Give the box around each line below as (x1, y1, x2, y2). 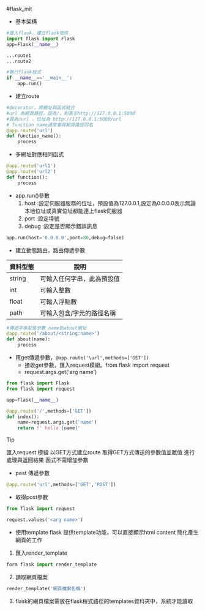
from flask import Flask (6, 380, 70, 386)
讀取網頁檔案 (15, 573, 48, 580)
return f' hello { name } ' (17, 425, 81, 431)
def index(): (6, 413, 40, 420)
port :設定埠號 (24, 214, 60, 222)
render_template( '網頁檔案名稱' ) (6, 585, 86, 591)
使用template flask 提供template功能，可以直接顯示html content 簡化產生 (15, 528, 199, 536)
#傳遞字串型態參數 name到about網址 (6, 324, 87, 331)
